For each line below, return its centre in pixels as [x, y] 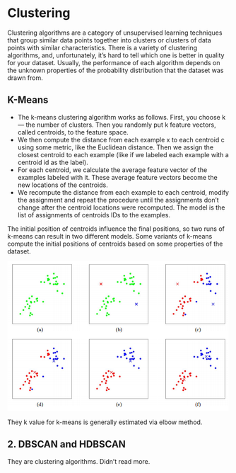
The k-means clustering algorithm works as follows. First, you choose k [122, 117]
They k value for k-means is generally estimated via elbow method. [105, 422]
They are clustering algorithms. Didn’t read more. [79, 461]
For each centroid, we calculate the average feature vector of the [112, 170]
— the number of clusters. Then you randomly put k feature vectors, [117, 125]
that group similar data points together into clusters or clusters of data [110, 40]
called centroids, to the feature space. [73, 132]
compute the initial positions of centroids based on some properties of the [115, 244]
